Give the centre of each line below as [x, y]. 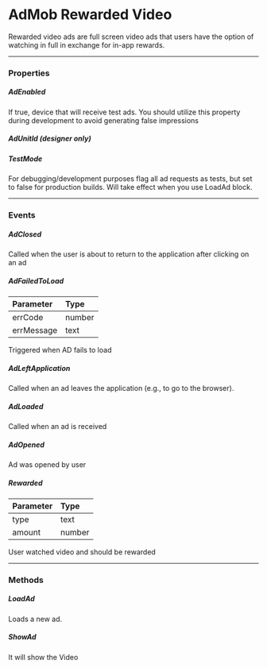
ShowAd [23, 637]
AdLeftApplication [39, 368]
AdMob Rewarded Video [90, 15]
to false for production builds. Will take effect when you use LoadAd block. [130, 187]
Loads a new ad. [35, 619]
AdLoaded [26, 406]
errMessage [35, 330]
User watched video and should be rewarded [82, 552]
